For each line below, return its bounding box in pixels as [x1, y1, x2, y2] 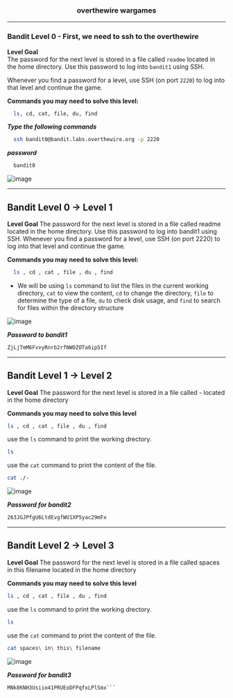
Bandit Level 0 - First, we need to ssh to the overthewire [7, 32, 199, 42]
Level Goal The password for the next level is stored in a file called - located [7, 388, 225, 396]
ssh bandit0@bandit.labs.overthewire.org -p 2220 [13, 136, 159, 143]
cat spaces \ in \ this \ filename [7, 644, 101, 651]
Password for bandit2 [7, 501, 71, 509]
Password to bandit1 [7, 330, 68, 339]
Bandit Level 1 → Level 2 [7, 370, 112, 382]
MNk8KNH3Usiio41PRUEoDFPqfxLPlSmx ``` [7, 684, 116, 691]
